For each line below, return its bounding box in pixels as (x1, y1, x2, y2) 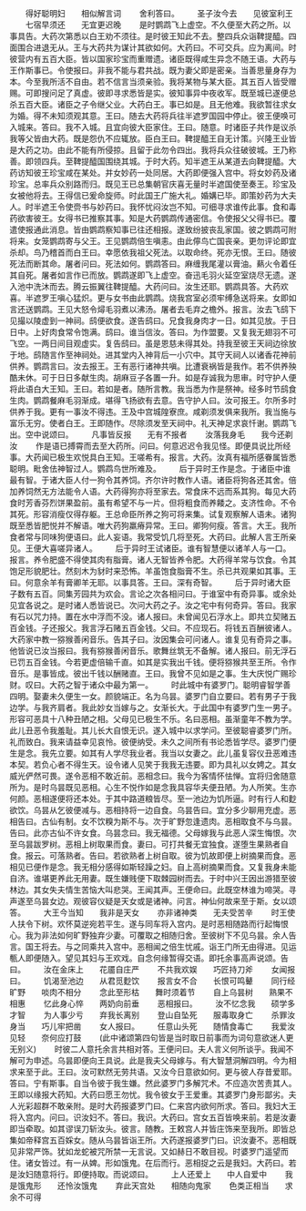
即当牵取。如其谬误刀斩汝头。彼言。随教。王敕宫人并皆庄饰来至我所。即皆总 (9, 1124, 297, 1134)
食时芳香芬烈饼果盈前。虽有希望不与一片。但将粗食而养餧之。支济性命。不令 (9, 497, 297, 508)
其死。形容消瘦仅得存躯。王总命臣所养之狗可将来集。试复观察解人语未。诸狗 (9, 509, 297, 519)
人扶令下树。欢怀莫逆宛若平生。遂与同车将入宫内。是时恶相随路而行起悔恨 (9, 919, 289, 929)
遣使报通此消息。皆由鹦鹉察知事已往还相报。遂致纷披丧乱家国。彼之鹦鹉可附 (9, 224, 297, 235)
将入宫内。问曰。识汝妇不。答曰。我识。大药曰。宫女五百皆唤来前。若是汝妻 (9, 1112, 297, 1123)
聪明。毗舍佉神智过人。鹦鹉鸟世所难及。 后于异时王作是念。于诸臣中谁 (9, 463, 291, 473)
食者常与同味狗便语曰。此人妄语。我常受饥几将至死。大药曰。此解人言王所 (9, 532, 289, 542)
